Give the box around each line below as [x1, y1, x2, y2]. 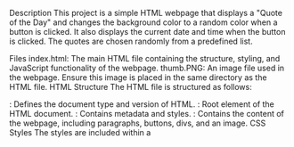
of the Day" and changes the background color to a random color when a [9, 17, 278, 28]
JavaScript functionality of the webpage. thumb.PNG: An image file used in [9, 62, 285, 73]
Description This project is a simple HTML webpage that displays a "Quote [9, 8, 283, 18]
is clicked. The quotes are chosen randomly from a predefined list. [9, 36, 253, 46]
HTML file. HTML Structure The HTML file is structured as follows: [9, 82, 252, 92]
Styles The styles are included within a [9, 127, 151, 137]
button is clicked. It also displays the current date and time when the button [9, 27, 286, 37]
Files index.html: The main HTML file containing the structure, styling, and [9, 53, 281, 63]
